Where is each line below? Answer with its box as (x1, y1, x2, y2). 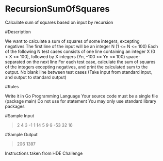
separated (5, 59, 26, 64)
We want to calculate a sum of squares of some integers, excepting (5, 38, 140, 44)
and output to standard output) (5, 74, 66, 80)
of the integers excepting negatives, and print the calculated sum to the (5, 64, 148, 70)
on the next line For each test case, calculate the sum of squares (26, 59, 156, 64)
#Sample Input (5, 113, 34, 118)
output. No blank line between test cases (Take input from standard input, (5, 69, 152, 75)
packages (5, 103, 25, 109)
